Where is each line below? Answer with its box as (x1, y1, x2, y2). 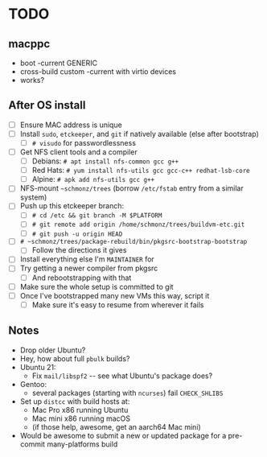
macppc (8, 37, 51, 51)
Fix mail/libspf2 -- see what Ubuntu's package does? (31, 371, 213, 381)
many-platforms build (47, 439, 118, 449)
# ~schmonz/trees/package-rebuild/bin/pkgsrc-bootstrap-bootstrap (19, 238, 248, 246)
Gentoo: (19, 379, 47, 389)
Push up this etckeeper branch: (19, 201, 125, 211)
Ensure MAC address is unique (19, 120, 122, 130)
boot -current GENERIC (19, 58, 98, 68)
